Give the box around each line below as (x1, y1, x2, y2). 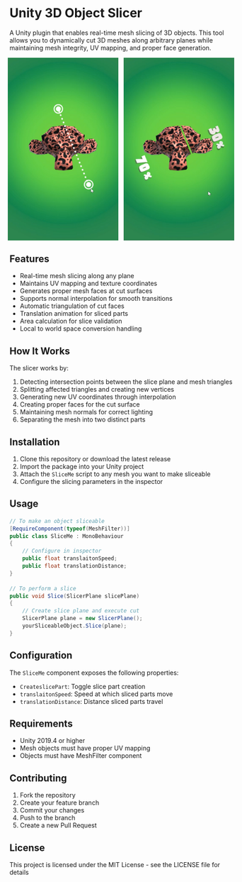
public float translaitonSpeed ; (22, 555, 117, 562)
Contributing (9, 772, 67, 784)
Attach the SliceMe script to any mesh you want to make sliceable (19, 470, 211, 478)
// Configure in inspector (22, 548, 102, 555)
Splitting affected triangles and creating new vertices (19, 385, 174, 394)
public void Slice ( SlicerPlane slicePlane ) (9, 592, 140, 600)
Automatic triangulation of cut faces (19, 302, 125, 310)
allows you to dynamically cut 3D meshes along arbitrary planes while (9, 35, 213, 44)
